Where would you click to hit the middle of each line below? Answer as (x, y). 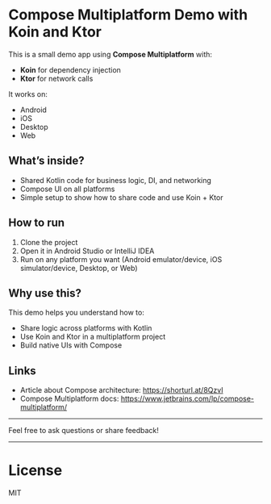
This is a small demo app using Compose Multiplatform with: (110, 54)
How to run (37, 223)
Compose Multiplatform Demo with (128, 15)
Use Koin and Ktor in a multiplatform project (93, 337)
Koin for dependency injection (70, 69)
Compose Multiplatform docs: (69, 399)
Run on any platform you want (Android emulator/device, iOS (121, 259)
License (35, 471)
